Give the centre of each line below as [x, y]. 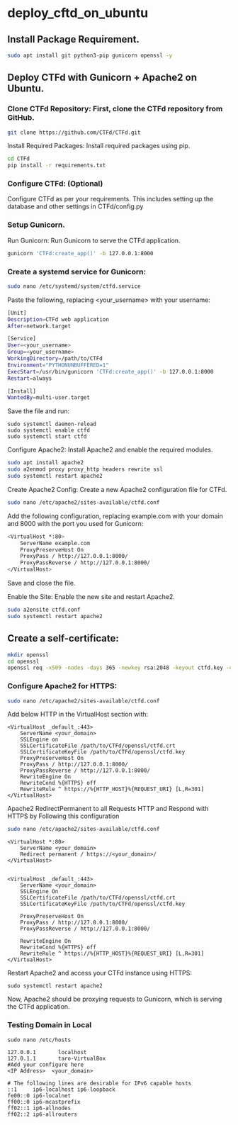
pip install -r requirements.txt [57, 166]
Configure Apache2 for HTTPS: [62, 686]
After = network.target [39, 326]
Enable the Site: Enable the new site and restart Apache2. [91, 597]
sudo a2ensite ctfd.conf [44, 610]
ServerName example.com [55, 543]
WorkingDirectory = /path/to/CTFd [55, 359]
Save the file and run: [38, 411]
